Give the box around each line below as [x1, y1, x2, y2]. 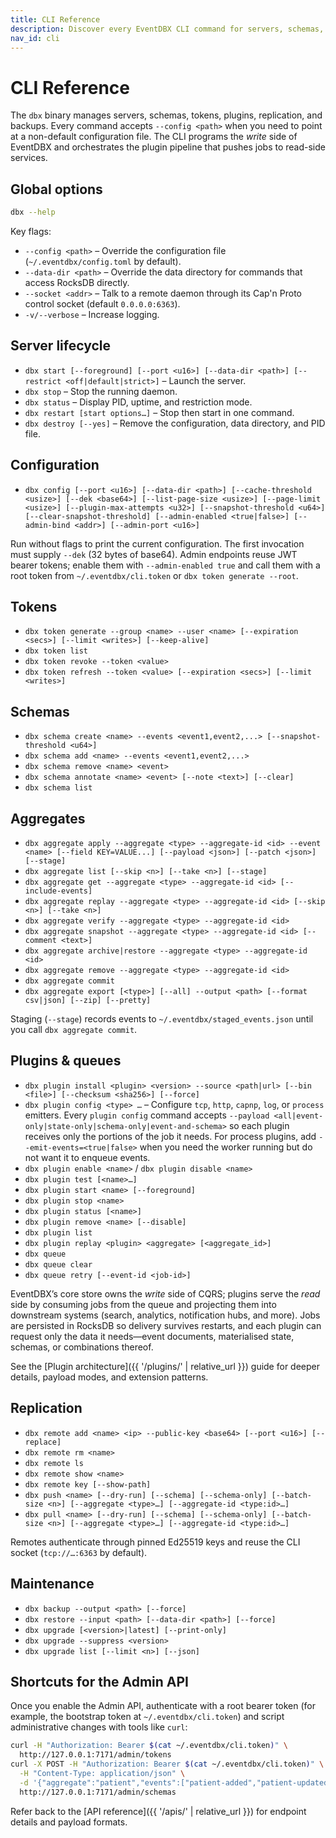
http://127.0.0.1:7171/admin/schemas [19, 1787, 177, 1797]
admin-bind [24, 520, 71, 530]
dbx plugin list [24, 1227, 93, 1238]
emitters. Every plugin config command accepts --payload [24, 1109, 270, 1121]
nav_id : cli [10, 33, 60, 43]
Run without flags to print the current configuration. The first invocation [10, 537, 305, 550]
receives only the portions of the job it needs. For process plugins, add [24, 1130, 317, 1142]
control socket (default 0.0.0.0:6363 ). [24, 298, 181, 310]
